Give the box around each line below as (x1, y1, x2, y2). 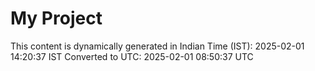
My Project (10, 7, 103, 30)
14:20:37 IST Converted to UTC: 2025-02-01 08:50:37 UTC (10, 50, 254, 62)
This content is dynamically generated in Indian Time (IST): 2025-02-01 (10, 40, 305, 52)
